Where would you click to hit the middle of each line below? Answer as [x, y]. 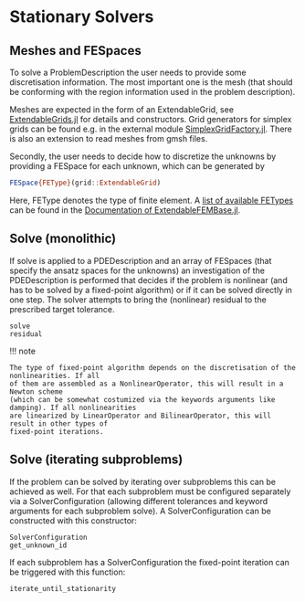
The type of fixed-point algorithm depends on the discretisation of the [153, 367]
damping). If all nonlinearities [73, 407]
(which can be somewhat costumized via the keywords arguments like [142, 399]
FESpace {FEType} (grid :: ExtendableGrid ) [85, 183]
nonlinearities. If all [55, 375]
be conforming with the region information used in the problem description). [152, 92]
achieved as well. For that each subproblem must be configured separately [150, 491]
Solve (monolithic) [63, 239]
